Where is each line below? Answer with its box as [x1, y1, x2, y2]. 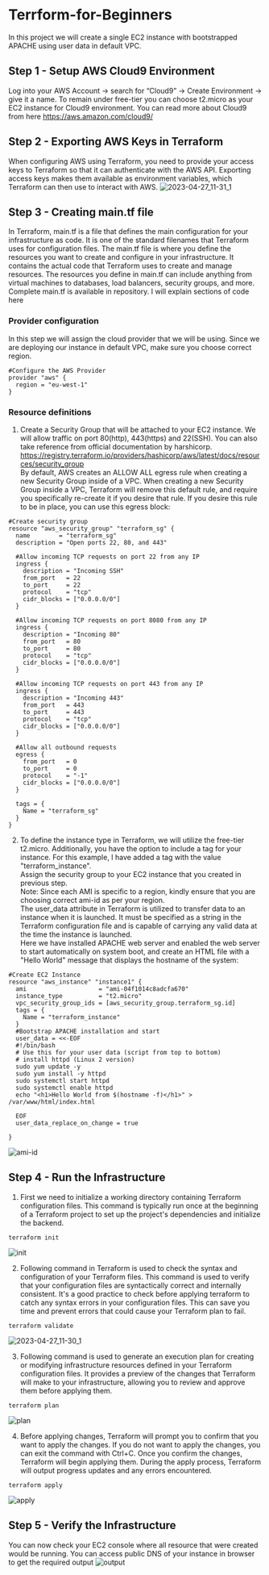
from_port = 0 [23, 757, 78, 766]
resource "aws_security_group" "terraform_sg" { [8, 524, 175, 533]
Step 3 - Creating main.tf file [8, 205, 155, 219]
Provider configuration [8, 315, 99, 327]
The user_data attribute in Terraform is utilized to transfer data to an [19, 904, 246, 913]
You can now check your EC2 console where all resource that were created [8, 1539, 259, 1550]
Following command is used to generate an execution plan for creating [19, 1351, 255, 1361]
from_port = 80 [23, 637, 81, 645]
